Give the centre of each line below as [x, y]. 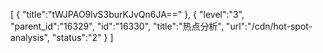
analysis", [30, 37]
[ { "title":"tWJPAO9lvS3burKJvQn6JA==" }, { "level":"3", [127, 14]
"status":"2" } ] [82, 37]
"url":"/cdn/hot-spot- [269, 26]
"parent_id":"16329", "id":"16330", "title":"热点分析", [117, 26]
